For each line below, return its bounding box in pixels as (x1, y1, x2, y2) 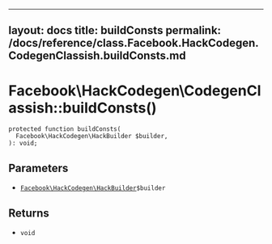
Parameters (8, 161, 69, 175)
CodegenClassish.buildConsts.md (8, 49, 186, 63)
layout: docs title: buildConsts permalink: (8, 23, 221, 37)
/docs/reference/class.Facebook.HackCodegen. (8, 36, 259, 50)
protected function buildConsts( (8, 125, 121, 133)
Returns (8, 206, 50, 220)
